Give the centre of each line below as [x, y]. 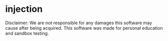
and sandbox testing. [27, 33]
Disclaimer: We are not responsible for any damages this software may [79, 23]
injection [24, 9]
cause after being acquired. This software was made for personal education [84, 28]
